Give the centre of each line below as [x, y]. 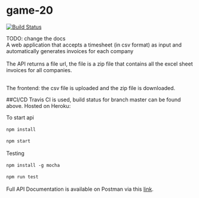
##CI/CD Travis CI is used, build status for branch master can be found [94, 100]
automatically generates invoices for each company [70, 51]
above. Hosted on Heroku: [39, 106]
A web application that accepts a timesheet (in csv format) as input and [94, 45]
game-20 [30, 10]
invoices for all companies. [39, 70]
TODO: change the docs [36, 38]
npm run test [22, 177]
